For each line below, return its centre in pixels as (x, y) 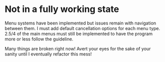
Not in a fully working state (62, 9)
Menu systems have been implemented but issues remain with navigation (80, 23)
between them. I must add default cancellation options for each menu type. (82, 28)
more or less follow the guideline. (39, 39)
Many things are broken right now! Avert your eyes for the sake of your (78, 48)
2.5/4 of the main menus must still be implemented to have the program (79, 33)
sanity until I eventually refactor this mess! (48, 54)
